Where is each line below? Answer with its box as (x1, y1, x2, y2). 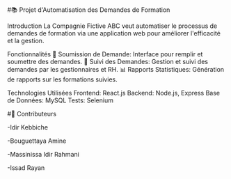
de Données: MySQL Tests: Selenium (7, 96, 113, 104)
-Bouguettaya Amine (7, 137, 67, 145)
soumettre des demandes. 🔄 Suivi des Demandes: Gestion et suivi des (7, 58, 209, 65)
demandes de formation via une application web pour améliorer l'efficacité (7, 29, 221, 37)
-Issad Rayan (7, 164, 45, 172)
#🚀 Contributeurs (7, 110, 57, 118)
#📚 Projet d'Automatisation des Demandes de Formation (7, 6, 170, 14)
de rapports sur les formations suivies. (7, 75, 118, 84)
